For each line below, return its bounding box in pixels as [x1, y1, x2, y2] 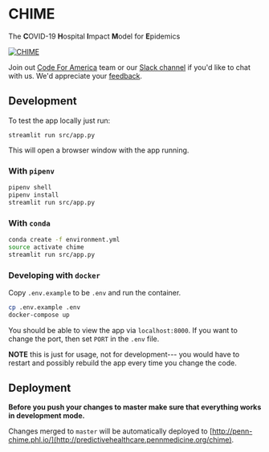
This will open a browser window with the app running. [8, 145, 190, 155]
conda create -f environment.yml [8, 235, 120, 243]
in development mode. [8, 411, 85, 421]
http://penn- [212, 426, 253, 436]
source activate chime [8, 242, 84, 251]
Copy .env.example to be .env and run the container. [8, 287, 181, 297]
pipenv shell [8, 184, 52, 192]
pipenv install [8, 190, 59, 199]
